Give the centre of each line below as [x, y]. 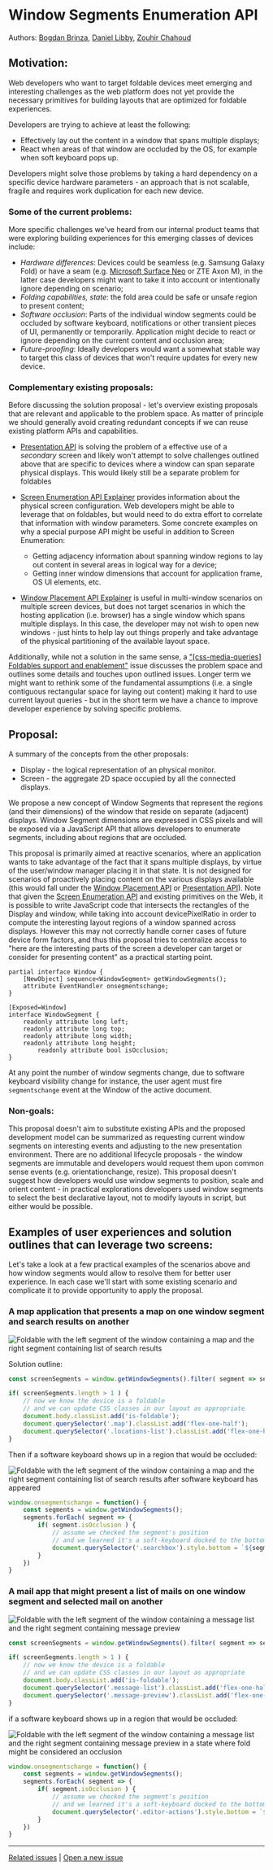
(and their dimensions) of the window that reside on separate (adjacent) [129, 812]
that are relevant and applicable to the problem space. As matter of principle [136, 414]
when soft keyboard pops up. [69, 157]
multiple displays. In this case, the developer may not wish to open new [140, 624]
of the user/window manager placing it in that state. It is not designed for [130, 871]
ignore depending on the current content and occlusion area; [122, 340]
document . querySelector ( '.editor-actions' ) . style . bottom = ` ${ [161, 1812]
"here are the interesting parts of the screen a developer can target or [125, 948]
